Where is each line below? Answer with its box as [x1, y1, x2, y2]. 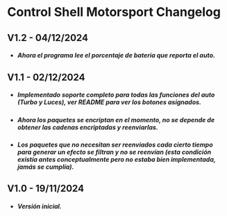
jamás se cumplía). [17, 163, 74, 171]
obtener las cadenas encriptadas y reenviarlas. [17, 123, 158, 131]
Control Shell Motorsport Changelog [7, 4, 221, 20]
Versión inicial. [17, 202, 62, 210]
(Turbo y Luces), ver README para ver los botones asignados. [17, 98, 202, 106]
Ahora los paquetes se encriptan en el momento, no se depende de [17, 115, 215, 124]
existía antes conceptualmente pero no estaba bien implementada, [17, 155, 216, 163]
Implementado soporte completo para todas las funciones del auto [17, 91, 215, 99]
